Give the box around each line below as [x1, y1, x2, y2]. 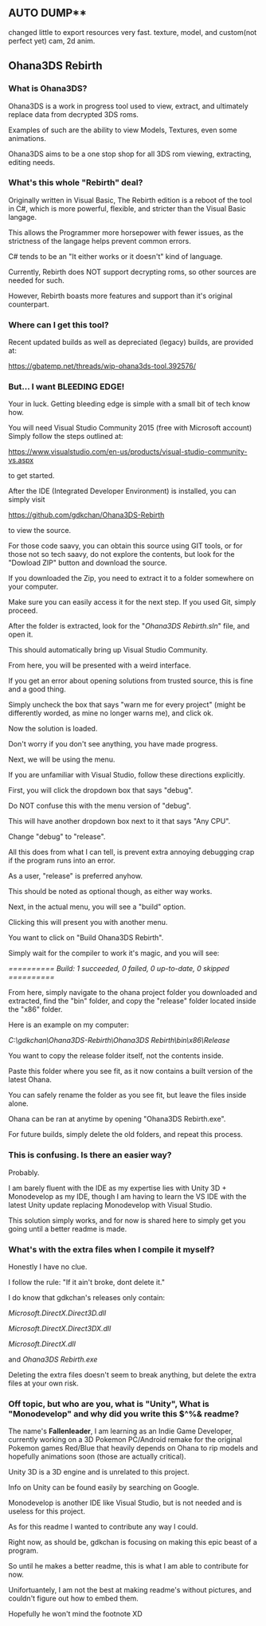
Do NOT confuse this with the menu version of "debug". [8, 801, 191, 811]
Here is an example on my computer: [8, 1020, 130, 1030]
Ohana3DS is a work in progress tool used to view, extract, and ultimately [8, 101, 248, 111]
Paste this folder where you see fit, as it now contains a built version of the [8, 1067, 253, 1076]
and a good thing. [8, 684, 66, 694]
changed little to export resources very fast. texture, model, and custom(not [8, 27, 257, 37]
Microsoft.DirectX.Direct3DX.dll [8, 1323, 111, 1333]
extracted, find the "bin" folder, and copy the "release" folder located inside [8, 996, 256, 1006]
